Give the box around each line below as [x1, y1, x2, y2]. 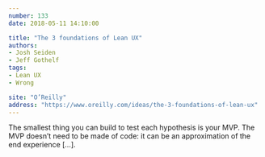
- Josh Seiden [8, 49, 57, 57]
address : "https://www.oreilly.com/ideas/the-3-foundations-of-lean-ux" [8, 101, 259, 109]
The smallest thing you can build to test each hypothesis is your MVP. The [8, 122, 255, 133]
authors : [8, 41, 38, 49]
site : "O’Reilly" [8, 93, 67, 101]
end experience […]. [8, 140, 76, 150]
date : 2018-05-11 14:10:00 [8, 19, 99, 27]
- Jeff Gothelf [8, 56, 60, 64]
